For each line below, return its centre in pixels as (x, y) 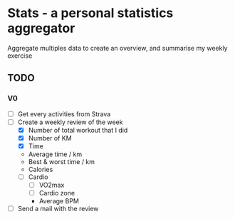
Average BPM (59, 201)
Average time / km (55, 154)
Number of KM (50, 138)
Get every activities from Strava (64, 114)
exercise (20, 56)
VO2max (52, 185)
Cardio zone (57, 193)
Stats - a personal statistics (90, 13)
